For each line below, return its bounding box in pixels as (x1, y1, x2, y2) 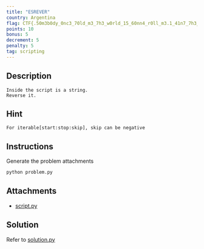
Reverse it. (6, 92, 36, 98)
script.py (15, 202, 38, 210)
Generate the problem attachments (6, 157, 94, 165)
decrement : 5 (6, 37, 39, 43)
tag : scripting (6, 49, 45, 55)
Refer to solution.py (6, 236, 56, 243)
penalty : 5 (6, 43, 34, 49)
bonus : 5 (6, 32, 29, 38)
